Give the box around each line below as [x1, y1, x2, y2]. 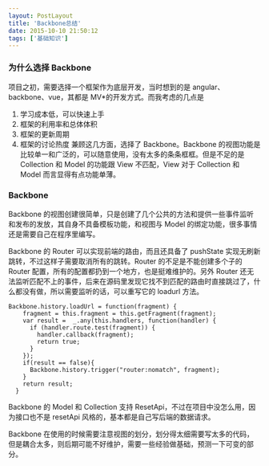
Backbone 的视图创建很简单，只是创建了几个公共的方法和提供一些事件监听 [8, 209, 255, 219]
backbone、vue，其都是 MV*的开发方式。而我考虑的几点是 [8, 92, 204, 101]
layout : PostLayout [8, 11, 74, 20]
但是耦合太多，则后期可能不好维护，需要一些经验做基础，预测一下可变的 [8, 439, 247, 448]
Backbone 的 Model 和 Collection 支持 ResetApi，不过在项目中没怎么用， [8, 402, 249, 411]
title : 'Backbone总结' [8, 19, 82, 27]
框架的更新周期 [19, 129, 70, 139]
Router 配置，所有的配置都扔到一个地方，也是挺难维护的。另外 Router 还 [8, 266, 247, 276]
